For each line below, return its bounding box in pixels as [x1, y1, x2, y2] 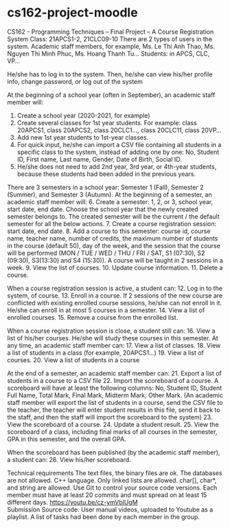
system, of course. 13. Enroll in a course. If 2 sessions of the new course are [7, 291, 223, 300]
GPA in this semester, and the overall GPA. [7, 434, 126, 443]
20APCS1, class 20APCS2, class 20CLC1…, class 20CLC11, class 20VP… [16, 126, 222, 134]
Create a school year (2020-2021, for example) [16, 111, 150, 120]
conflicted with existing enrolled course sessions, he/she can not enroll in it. [7, 298, 222, 307]
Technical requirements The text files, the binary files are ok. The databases [7, 469, 222, 477]
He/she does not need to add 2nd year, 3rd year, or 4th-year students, [16, 162, 217, 170]
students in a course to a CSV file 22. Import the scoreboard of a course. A [7, 376, 219, 384]
